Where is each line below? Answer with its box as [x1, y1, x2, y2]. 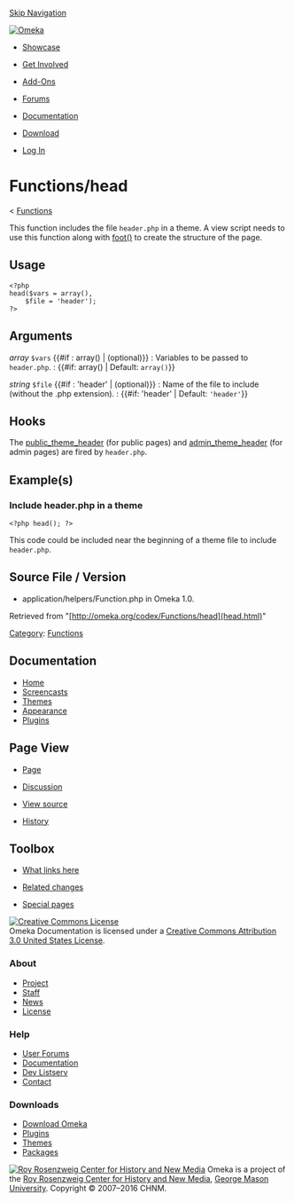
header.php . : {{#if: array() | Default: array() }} [9, 361, 175, 372]
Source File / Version [9, 570, 127, 585]
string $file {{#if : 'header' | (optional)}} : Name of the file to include [9, 379, 259, 389]
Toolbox [9, 841, 55, 856]
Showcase [21, 42, 60, 52]
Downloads [9, 1098, 59, 1111]
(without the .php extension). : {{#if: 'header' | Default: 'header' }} [9, 388, 248, 398]
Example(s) [9, 472, 73, 487]
